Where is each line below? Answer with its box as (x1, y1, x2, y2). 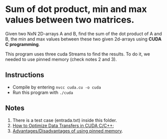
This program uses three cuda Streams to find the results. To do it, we (5, 51, 150, 57)
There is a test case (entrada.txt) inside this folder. (12, 117, 117, 123)
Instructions (5, 71, 44, 79)
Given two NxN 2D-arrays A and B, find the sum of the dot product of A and (5, 30, 162, 36)
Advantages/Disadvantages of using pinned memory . (12, 127, 123, 133)
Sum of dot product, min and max (5, 3, 147, 15)
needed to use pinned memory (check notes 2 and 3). (5, 56, 117, 62)
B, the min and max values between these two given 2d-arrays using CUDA (5, 36, 162, 42)
